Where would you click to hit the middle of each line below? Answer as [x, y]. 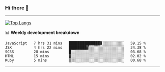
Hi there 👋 [17, 8]
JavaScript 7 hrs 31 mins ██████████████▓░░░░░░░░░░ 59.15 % [76, 43]
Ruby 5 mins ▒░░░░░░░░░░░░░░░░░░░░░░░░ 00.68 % [76, 60]
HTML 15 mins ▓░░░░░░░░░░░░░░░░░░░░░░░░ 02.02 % [76, 56]
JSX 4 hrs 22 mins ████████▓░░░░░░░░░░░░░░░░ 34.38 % [76, 48]
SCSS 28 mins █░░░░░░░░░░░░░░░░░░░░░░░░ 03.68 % [76, 52]
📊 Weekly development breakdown [42, 33]
